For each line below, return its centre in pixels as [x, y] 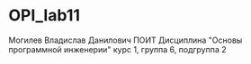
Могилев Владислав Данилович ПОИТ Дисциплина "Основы [126, 40]
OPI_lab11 [45, 16]
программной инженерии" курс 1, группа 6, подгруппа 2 [117, 49]
